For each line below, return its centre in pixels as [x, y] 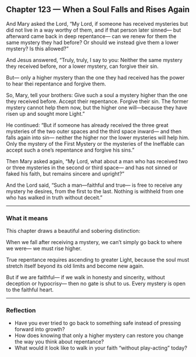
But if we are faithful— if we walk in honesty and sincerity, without [85, 277]
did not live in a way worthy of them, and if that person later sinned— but [94, 30]
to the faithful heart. [30, 290]
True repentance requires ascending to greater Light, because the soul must [98, 260]
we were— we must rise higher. [44, 249]
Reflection [21, 311]
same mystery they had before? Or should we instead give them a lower [92, 42]
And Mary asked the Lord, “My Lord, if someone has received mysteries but [97, 23]
